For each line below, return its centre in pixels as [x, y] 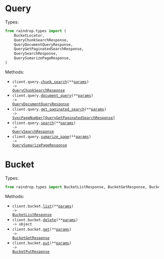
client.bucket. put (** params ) [42, 243]
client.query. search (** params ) [44, 123]
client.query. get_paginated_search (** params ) [59, 109]
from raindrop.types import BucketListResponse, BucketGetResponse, [76, 187]
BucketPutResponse [31, 252]
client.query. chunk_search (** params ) [51, 82]
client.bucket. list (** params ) [43, 206]
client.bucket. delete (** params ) [45, 220]
